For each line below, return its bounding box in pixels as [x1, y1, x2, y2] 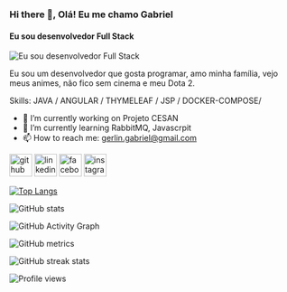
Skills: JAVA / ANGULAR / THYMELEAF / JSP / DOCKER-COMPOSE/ [9, 95, 262, 107]
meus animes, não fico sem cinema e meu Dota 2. [9, 78, 196, 89]
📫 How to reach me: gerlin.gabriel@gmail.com [22, 133, 197, 144]
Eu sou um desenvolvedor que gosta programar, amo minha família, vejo [9, 68, 278, 80]
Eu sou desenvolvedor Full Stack [9, 31, 134, 42]
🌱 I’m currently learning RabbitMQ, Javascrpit [22, 122, 192, 134]
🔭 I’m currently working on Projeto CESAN [22, 113, 179, 124]
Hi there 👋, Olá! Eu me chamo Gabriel [9, 8, 174, 21]
